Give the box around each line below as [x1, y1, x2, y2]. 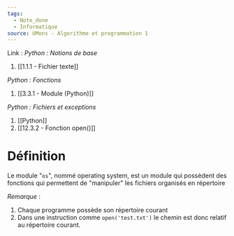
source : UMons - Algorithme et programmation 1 [7, 29, 149, 37]
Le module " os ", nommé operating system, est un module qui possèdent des [7, 172, 227, 180]
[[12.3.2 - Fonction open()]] [17, 124, 96, 133]
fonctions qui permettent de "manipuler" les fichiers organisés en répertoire [7, 179, 226, 187]
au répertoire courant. [17, 221, 81, 229]
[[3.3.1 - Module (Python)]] [17, 89, 94, 98]
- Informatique [13, 23, 58, 30]
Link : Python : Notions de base [7, 49, 98, 57]
